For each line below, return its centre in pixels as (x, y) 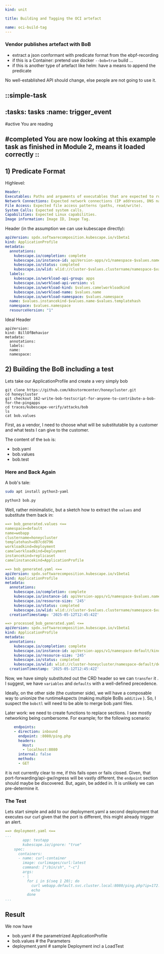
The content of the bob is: (31, 439)
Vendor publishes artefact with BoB (48, 45)
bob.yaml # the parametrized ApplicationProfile (60, 936)
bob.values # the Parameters (41, 941)
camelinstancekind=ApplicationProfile (44, 560)
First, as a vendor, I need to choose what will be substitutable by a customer (82, 425)
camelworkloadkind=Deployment (36, 551)
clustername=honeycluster (31, 538)
